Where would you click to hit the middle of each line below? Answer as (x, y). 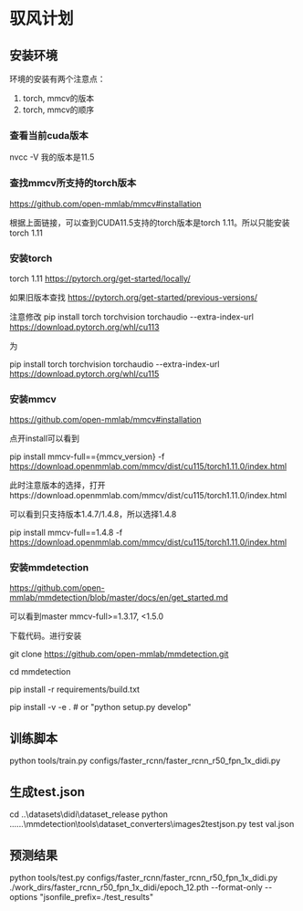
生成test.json (47, 792)
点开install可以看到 (45, 438)
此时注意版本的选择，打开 (57, 486)
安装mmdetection (49, 568)
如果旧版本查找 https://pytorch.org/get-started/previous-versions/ (134, 297)
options (24, 896)
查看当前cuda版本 (49, 135)
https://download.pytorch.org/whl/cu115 (84, 373)
